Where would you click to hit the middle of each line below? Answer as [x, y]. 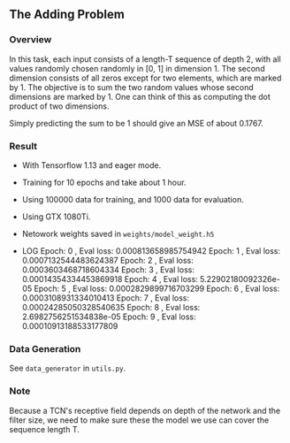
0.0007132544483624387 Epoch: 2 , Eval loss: [108, 260]
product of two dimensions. [59, 106]
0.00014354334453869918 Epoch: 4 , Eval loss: [110, 279]
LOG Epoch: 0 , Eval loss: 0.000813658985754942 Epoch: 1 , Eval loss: [151, 250]
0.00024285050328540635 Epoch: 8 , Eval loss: [111, 307]
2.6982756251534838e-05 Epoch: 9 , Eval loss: [109, 317]
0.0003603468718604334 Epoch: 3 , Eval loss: [108, 270]
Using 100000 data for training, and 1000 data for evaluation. [133, 199]
